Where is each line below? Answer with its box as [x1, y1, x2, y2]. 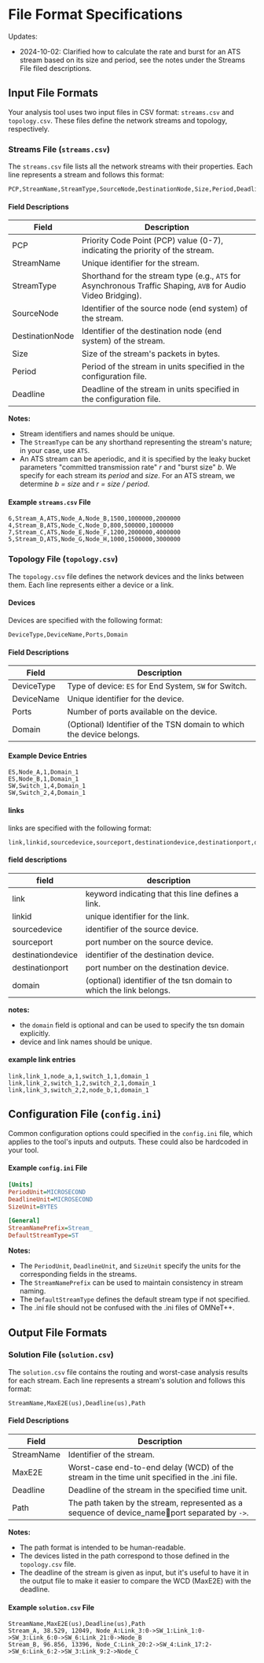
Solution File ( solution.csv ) [8, 1349, 114, 1360]
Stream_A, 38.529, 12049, [8, 1627, 93, 1635]
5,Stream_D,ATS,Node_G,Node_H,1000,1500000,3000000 [8, 536, 181, 544]
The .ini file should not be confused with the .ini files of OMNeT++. [19, 1303, 235, 1312]
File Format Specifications [8, 6, 183, 24]
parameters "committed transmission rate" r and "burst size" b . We [19, 462, 237, 472]
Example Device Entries [8, 751, 88, 760]
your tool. [8, 1145, 39, 1155]
